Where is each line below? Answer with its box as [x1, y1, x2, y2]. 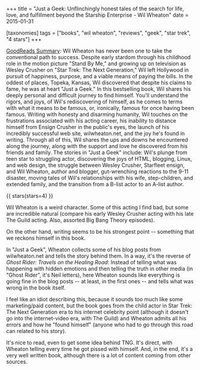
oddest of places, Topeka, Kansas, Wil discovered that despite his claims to [6, 79, 192, 86]
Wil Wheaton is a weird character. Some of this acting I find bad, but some [6, 204, 189, 211]
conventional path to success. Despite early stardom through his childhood [6, 54, 191, 60]
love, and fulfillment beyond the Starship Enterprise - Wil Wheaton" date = [6, 11, 189, 19]
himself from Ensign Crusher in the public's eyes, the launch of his [6, 124, 170, 130]
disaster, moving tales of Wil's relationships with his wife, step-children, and [6, 175, 193, 181]
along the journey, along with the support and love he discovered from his [6, 143, 188, 149]
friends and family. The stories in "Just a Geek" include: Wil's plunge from [6, 149, 187, 156]
